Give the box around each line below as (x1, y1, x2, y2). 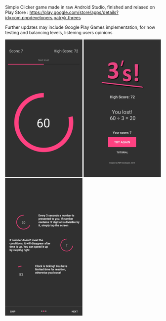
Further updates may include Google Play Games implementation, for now (5, 24, 156, 30)
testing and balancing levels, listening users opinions (5, 30, 113, 35)
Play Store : (5, 9, 29, 15)
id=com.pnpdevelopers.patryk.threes (5, 15, 81, 20)
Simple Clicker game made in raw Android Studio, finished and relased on (5, 4, 155, 10)
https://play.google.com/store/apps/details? (29, 9, 119, 15)
